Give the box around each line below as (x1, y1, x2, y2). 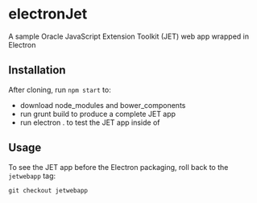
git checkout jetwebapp (8, 186, 89, 194)
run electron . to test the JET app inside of (19, 118, 160, 127)
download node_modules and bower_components (19, 100, 186, 110)
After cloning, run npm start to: (8, 85, 111, 94)
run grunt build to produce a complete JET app (19, 109, 176, 118)
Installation (8, 64, 66, 77)
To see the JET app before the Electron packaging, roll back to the (8, 162, 229, 172)
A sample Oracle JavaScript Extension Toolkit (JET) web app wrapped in (8, 31, 250, 41)
